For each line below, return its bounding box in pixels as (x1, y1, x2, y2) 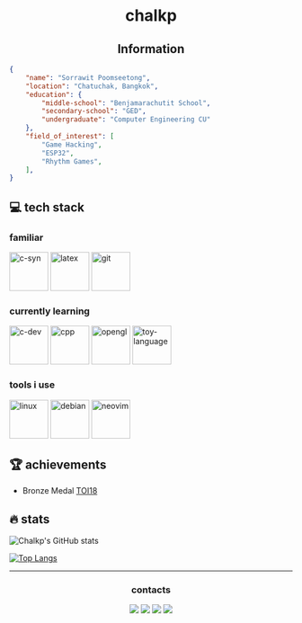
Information (117, 41, 185, 57)
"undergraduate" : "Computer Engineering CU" (41, 115, 211, 124)
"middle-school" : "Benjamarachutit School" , (41, 98, 211, 108)
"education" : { (25, 90, 83, 99)
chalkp (125, 5, 177, 26)
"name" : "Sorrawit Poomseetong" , (25, 73, 151, 82)
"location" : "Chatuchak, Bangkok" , (25, 82, 159, 91)
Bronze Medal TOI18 (22, 485, 98, 496)
